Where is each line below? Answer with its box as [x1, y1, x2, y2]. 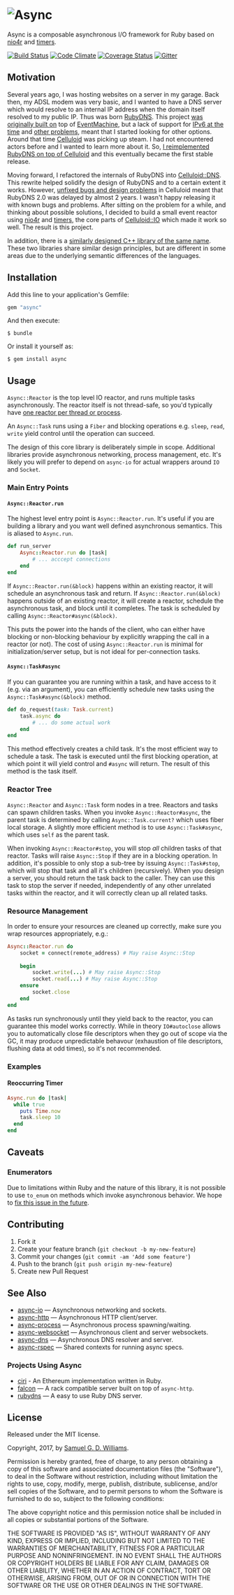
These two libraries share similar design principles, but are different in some [7, 244, 226, 252]
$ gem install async [7, 356, 68, 363]
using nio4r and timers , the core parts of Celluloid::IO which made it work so [7, 215, 227, 224]
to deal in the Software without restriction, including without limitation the [7, 1472, 218, 1481]
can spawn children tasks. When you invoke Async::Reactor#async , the [7, 808, 211, 816]
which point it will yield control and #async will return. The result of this [7, 760, 210, 768]
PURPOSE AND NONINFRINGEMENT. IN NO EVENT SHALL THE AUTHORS [7, 1552, 222, 1560]
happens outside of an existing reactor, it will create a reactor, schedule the [7, 596, 224, 605]
